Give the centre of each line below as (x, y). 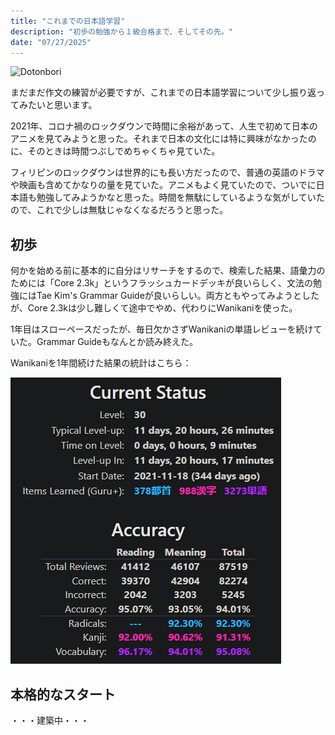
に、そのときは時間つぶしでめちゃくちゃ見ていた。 (115, 151)
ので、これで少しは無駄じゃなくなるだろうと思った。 (119, 210)
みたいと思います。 (58, 105)
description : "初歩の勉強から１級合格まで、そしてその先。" (121, 31)
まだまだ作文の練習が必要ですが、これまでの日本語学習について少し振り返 (163, 92)
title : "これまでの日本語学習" (68, 21)
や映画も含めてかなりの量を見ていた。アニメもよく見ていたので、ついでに (163, 185)
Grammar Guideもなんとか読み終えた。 (117, 342)
